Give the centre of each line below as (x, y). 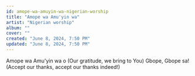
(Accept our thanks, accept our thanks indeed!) (63, 67)
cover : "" (18, 33)
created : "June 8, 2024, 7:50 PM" (48, 39)
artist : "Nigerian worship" (40, 22)
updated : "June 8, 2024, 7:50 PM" (48, 44)
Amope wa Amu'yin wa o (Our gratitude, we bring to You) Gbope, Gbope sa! (98, 61)
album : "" (18, 28)
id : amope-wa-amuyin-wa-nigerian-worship (57, 11)
